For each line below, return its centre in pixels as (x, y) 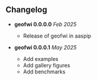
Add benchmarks (44, 72)
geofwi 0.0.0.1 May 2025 (45, 47)
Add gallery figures (47, 65)
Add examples (41, 59)
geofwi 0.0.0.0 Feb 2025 (45, 24)
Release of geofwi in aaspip (57, 36)
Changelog (26, 10)
